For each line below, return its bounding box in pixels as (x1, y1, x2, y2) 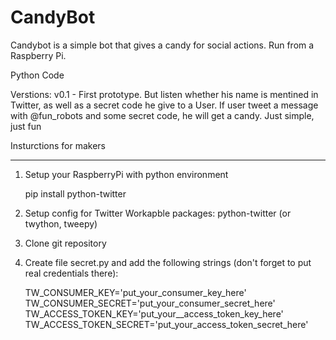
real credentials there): (24, 267, 119, 279)
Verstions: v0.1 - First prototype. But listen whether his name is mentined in (10, 88, 319, 100)
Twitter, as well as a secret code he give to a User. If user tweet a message (10, 99, 319, 111)
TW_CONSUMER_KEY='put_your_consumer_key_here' (24, 286, 247, 298)
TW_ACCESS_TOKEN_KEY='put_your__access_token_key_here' (24, 307, 284, 320)
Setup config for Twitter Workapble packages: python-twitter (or (24, 207, 292, 219)
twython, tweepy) (24, 217, 98, 230)
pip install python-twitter (24, 187, 127, 200)
